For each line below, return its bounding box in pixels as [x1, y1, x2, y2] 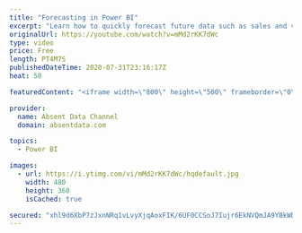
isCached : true [25, 194, 83, 203]
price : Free [9, 47, 54, 56]
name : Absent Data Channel [17, 112, 119, 121]
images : [9, 161, 39, 170]
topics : [9, 136, 39, 146]
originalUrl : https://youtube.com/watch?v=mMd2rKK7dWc [9, 30, 219, 39]
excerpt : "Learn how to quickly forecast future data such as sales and [9, 22, 288, 30]
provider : [9, 104, 47, 113]
